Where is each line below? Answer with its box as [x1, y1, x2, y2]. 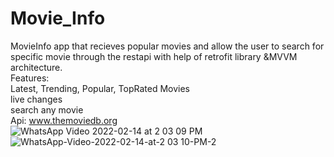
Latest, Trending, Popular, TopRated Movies [10, 82, 190, 94]
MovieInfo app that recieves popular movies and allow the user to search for [10, 40, 325, 52]
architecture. [10, 61, 63, 73]
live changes [10, 93, 63, 105]
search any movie [10, 103, 84, 116]
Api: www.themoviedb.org [10, 114, 118, 126]
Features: [10, 72, 50, 84]
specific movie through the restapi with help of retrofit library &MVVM [10, 50, 298, 62]
